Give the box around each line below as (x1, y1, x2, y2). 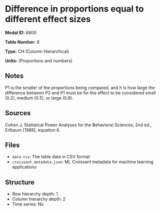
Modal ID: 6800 (5, 30, 37, 35)
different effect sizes (5, 14, 91, 25)
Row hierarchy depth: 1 (12, 191, 58, 197)
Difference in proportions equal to (5, 3, 144, 15)
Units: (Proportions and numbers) (5, 58, 73, 63)
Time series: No (12, 201, 44, 207)
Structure (5, 178, 35, 186)
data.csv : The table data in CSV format (12, 154, 90, 160)
